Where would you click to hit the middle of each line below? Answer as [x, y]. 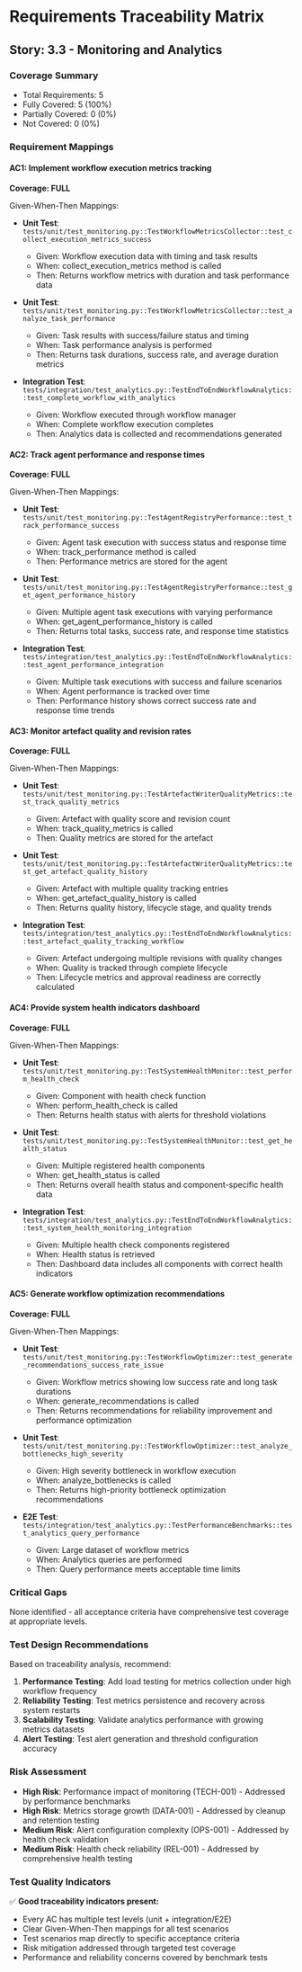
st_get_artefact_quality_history [85, 872]
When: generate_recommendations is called [117, 1401]
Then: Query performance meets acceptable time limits [138, 1569]
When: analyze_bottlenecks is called [103, 1480]
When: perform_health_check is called [107, 1105]
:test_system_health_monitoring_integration [107, 1228]
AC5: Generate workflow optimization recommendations [117, 1294]
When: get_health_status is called [98, 1174]
